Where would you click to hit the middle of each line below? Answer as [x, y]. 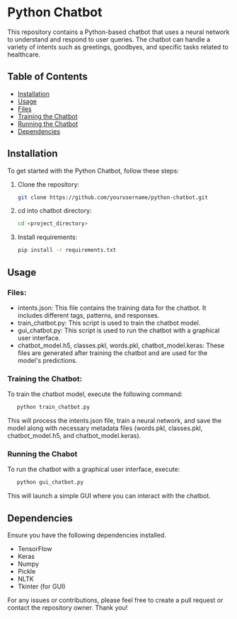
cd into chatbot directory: [54, 211]
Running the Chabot [42, 453]
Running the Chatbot [48, 124]
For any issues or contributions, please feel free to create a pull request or [115, 600]
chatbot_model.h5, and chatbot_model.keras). [74, 436]
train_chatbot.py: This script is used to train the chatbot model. [109, 323]
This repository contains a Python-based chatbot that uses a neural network [118, 32]
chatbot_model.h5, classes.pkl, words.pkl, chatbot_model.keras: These [121, 345]
